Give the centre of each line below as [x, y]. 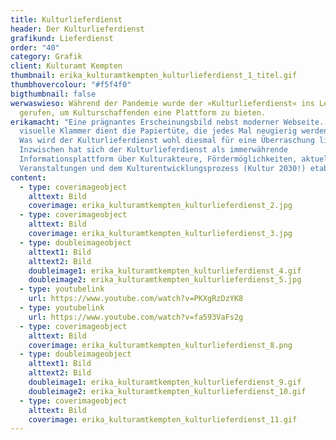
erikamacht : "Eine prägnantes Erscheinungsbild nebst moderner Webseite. [167, 122]
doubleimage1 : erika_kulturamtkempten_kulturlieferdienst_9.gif [165, 382]
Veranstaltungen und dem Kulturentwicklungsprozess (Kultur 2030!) [163, 168]
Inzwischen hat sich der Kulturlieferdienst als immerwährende [153, 150]
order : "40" [35, 47]
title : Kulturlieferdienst [66, 19]
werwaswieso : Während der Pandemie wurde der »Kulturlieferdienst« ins [162, 103]
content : [28, 177]
